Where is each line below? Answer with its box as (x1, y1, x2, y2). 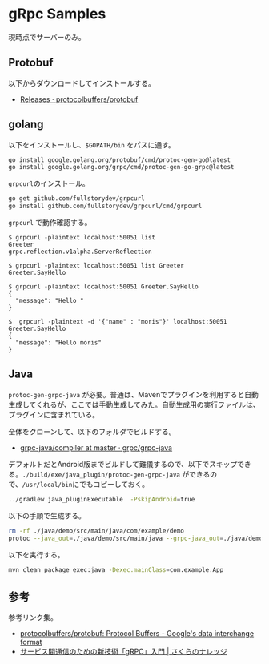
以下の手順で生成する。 (8, 510, 86, 521)
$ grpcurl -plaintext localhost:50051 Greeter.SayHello (8, 283, 199, 291)
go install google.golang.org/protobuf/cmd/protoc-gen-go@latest (8, 155, 231, 164)
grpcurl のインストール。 (8, 179, 90, 188)
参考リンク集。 (8, 613, 58, 622)
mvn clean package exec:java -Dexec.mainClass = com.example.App (8, 565, 224, 573)
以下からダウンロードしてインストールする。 (8, 78, 156, 88)
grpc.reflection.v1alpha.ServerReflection (8, 247, 152, 256)
